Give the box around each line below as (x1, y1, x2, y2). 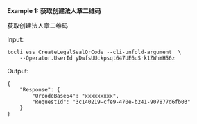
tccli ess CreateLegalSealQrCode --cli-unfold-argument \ (7, 48, 182, 55)
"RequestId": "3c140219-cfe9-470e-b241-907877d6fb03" (32, 98, 191, 105)
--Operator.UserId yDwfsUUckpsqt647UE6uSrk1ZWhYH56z (19, 55, 175, 62)
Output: (7, 67, 29, 75)
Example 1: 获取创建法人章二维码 (7, 7, 101, 15)
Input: (7, 35, 24, 44)
